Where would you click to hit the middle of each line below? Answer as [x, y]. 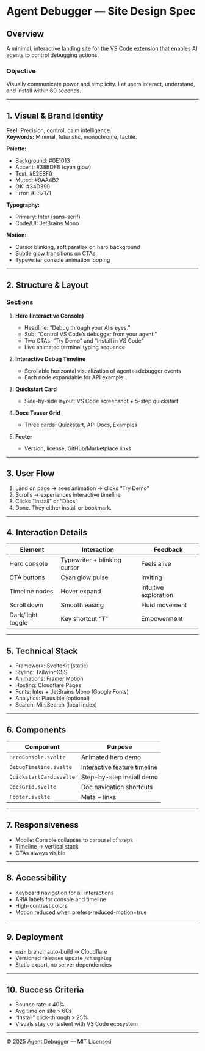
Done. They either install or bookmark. [63, 507]
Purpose [119, 747]
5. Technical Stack [42, 651]
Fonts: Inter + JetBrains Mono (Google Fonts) [72, 692]
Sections [20, 302]
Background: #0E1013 [42, 161]
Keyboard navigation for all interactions [64, 893]
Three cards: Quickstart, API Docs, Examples [81, 425]
